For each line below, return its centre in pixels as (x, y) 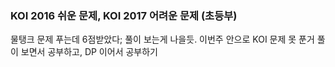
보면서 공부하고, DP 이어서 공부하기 (89, 52)
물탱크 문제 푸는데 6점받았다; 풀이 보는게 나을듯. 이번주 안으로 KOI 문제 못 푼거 (162, 39)
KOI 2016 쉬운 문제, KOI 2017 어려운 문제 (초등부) (124, 15)
